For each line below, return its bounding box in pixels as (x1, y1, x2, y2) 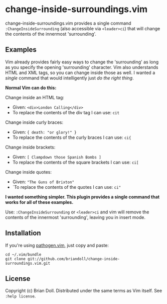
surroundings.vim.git (5, 261, 51, 266)
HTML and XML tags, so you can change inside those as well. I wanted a (5, 69, 155, 75)
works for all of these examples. (5, 199, 74, 205)
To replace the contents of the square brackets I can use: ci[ (12, 159, 139, 165)
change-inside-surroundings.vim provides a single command (5, 20, 131, 26)
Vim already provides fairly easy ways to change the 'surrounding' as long (5, 59, 159, 65)
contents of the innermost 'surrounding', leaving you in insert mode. (5, 214, 145, 220)
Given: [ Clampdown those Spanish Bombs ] (12, 154, 101, 160)
